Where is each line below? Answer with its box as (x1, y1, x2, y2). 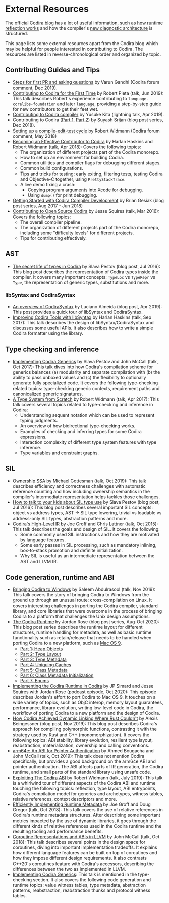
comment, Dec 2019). (12, 84, 58, 91)
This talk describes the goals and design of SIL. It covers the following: (12, 526, 160, 532)
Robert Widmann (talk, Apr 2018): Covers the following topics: (12, 144, 141, 150)
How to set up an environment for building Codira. (20, 154, 125, 160)
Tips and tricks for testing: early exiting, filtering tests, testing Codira (20, 170, 163, 177)
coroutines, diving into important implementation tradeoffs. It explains (12, 844, 157, 850)
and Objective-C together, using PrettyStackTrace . (20, 176, 126, 182)
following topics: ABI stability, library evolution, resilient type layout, (12, 737, 153, 743)
